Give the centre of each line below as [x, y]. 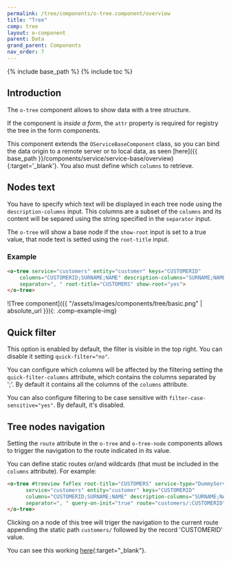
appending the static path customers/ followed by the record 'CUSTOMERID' [115, 530]
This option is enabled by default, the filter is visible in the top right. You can [115, 349]
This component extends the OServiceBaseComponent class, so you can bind [113, 144]
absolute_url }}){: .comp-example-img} [62, 311]
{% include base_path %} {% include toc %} [70, 71]
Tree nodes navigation [56, 426]
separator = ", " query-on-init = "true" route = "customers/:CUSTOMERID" [125, 503]
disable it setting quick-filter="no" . [58, 357]
